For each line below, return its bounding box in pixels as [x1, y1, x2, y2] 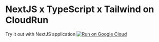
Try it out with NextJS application [5, 31, 76, 37]
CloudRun [5, 14, 49, 26]
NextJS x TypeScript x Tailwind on [5, 4, 154, 15]
